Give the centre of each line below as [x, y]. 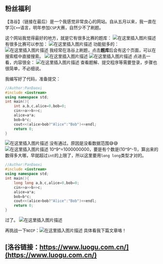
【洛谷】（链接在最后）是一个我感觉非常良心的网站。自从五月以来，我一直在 [81, 21]
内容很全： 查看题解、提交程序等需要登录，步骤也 [85, 62]
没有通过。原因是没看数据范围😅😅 [84, 143]
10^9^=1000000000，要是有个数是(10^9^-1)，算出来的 [104, 149]
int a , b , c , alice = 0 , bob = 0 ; [40, 106]
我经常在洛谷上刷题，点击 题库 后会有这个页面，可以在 [103, 50]
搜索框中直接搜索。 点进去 [76, 56]
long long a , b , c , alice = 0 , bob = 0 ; [46, 183]
